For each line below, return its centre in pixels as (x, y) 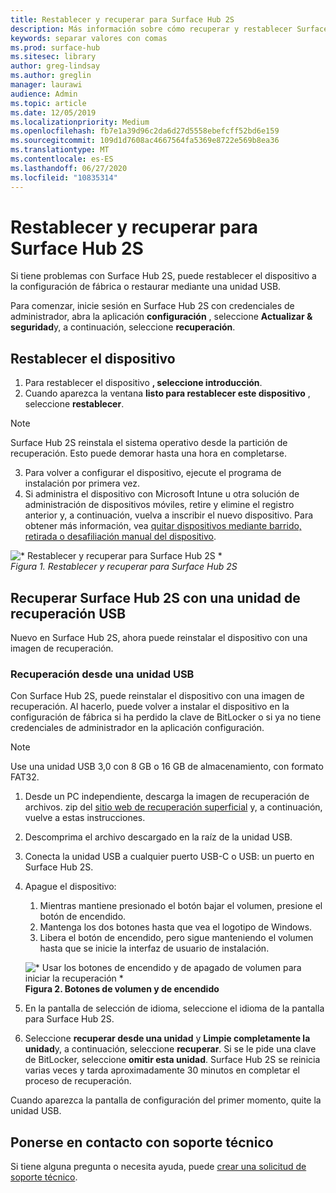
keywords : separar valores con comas (89, 38)
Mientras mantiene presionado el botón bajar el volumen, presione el (181, 906)
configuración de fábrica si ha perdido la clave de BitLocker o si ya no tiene (166, 717)
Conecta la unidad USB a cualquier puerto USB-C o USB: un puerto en (169, 857)
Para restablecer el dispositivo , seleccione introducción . (143, 383)
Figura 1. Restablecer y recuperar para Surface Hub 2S (124, 567)
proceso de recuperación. (78, 1081)
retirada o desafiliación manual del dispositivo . (120, 537)
